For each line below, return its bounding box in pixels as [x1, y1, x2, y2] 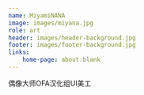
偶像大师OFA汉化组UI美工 [8, 78, 92, 88]
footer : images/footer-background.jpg [8, 41, 136, 49]
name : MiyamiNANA [8, 11, 66, 20]
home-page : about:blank [22, 56, 101, 64]
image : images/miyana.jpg [8, 19, 93, 27]
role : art [8, 26, 41, 34]
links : [8, 48, 30, 56]
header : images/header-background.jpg [8, 33, 136, 42]
